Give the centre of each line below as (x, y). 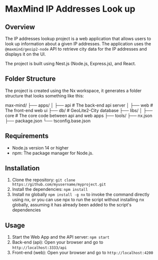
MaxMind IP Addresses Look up (70, 9)
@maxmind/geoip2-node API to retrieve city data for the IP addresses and (76, 49)
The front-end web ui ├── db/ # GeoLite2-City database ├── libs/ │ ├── (79, 110)
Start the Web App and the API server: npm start (61, 237)
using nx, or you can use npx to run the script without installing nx (78, 200)
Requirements (27, 136)
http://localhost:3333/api (39, 248)
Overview (20, 27)
